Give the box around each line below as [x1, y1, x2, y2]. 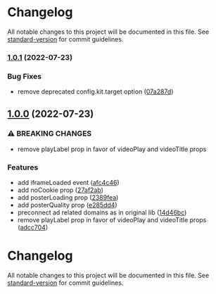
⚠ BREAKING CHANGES [7, 129, 92, 139]
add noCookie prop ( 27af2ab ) [17, 186, 104, 194]
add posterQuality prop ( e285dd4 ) [17, 201, 117, 210]
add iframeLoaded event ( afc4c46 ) [17, 179, 120, 187]
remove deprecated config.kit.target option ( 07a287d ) [17, 87, 174, 96]
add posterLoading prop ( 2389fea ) [17, 193, 119, 202]
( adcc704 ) [17, 223, 49, 232]
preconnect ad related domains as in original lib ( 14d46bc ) [17, 208, 187, 217]
